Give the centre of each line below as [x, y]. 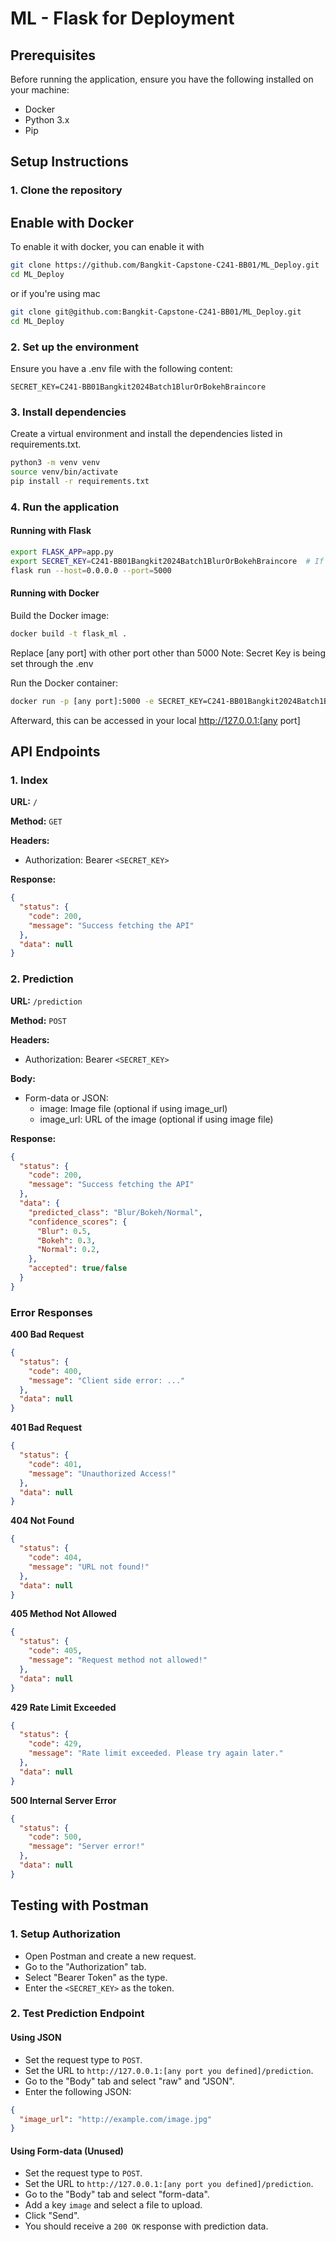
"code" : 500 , [55, 1837]
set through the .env [52, 663]
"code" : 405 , [55, 1651]
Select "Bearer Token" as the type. [96, 1977]
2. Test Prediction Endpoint [77, 2014]
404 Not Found [42, 1521]
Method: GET [36, 821]
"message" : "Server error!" [86, 1847]
